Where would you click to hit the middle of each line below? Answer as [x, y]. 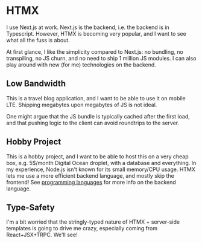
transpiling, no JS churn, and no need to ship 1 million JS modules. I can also [101, 58]
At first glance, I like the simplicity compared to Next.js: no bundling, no [95, 51]
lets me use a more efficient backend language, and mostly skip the [90, 175]
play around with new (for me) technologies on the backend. [81, 65]
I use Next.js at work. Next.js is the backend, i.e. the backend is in [88, 27]
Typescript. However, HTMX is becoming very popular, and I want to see [96, 33]
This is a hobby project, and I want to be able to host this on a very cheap [97, 156]
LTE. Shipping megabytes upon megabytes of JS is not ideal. [82, 105]
